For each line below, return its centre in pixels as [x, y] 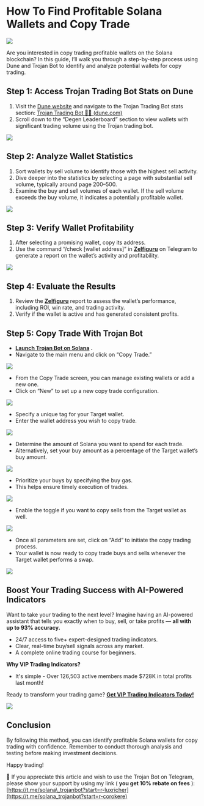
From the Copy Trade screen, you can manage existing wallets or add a [105, 378]
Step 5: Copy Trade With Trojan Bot [75, 333]
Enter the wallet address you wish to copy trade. [76, 421]
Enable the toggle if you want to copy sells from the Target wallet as [100, 510]
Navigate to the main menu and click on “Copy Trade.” [83, 354]
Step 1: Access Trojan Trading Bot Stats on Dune [100, 91]
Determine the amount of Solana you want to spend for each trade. [100, 444]
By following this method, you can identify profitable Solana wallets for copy [102, 740]
